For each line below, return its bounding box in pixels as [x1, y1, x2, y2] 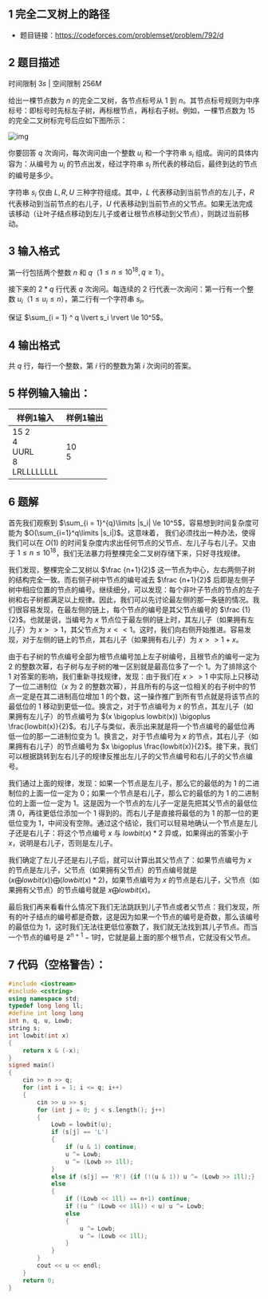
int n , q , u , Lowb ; [8, 1017, 73, 1025]
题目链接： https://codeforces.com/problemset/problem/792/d [19, 30, 224, 40]
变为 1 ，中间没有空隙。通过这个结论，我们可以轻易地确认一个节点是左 [22, 819, 251, 828]
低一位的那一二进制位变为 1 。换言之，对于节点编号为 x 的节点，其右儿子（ [8, 732, 252, 741]
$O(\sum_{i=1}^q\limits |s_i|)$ [23, 527, 121, 537]
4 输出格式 [8, 338, 61, 352]
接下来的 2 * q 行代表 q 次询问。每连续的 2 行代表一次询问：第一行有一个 [8, 284, 247, 294]
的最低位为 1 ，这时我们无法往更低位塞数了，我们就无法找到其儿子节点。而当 [8, 922, 258, 932]
